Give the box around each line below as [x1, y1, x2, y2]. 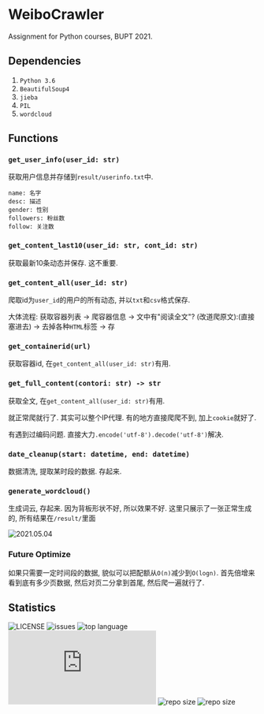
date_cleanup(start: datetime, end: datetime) [8, 449, 191, 459]
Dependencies [8, 54, 81, 68]
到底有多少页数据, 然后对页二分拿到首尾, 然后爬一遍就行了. [14, 578, 205, 587]
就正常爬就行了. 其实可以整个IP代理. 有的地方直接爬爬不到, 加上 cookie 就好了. [8, 412, 257, 422]
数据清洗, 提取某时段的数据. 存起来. [8, 467, 122, 476]
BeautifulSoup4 [19, 85, 70, 93]
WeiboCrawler [8, 6, 105, 24]
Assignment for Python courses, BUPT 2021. [8, 32, 153, 41]
